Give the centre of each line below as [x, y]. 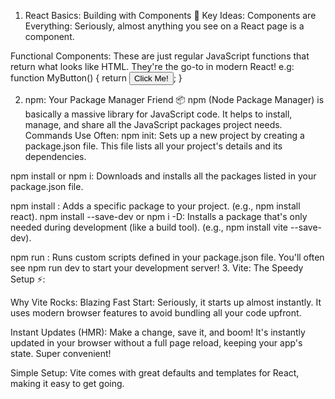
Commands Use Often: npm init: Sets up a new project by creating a [164, 135]
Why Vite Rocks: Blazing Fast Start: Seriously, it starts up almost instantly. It [166, 302]
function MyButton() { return [68, 78]
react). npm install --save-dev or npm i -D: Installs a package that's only [159, 216]
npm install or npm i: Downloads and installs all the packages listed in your [163, 176]
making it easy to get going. [67, 383]
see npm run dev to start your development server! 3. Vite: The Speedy [157, 268]
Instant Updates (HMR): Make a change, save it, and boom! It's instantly [158, 332]
